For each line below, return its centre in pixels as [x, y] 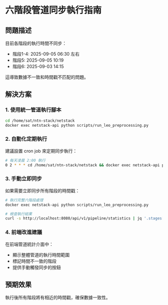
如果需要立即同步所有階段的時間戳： [42, 190]
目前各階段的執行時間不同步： [36, 43]
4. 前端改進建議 [24, 232]
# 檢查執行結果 [19, 214]
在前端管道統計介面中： [29, 244]
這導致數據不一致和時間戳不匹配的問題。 [47, 77]
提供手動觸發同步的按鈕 [36, 267]
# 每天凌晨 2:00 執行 [25, 160]
